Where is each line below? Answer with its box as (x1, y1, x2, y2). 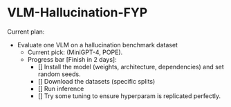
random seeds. (37, 70, 81, 78)
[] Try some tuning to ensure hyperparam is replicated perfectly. (37, 91, 221, 100)
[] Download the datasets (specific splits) (37, 77, 156, 85)
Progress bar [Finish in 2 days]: (27, 55, 117, 63)
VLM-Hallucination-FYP (7, 5, 148, 21)
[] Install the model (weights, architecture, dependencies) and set (37, 62, 225, 71)
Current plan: (7, 27, 45, 36)
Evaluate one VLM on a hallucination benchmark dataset (17, 40, 178, 49)
